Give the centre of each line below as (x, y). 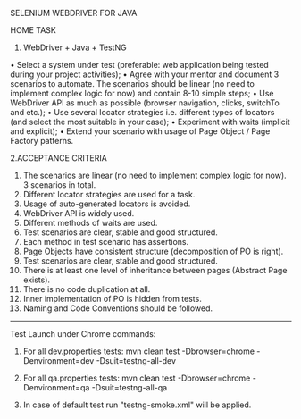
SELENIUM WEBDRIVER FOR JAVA (74, 13)
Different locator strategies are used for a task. (109, 194)
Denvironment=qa (56, 387)
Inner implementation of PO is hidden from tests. (112, 299)
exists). (37, 280)
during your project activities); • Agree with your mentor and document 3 (145, 74)
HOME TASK (33, 30)
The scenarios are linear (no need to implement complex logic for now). (155, 175)
